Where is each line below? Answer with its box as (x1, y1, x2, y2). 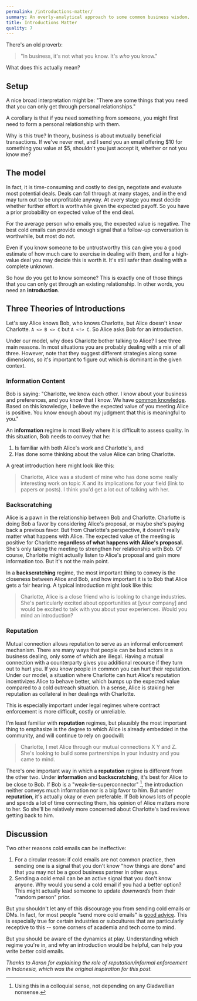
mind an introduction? (20, 612, 73, 619)
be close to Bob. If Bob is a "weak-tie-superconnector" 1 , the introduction (6, 779, 184, 788)
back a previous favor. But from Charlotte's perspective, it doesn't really (6, 527, 180, 534)
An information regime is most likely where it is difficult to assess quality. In (6, 427, 189, 434)
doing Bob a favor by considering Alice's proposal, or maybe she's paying (6, 520, 185, 527)
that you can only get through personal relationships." (6, 103, 136, 110)
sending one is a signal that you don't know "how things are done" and (14, 863, 186, 870)
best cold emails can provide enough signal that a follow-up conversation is (6, 226, 189, 233)
